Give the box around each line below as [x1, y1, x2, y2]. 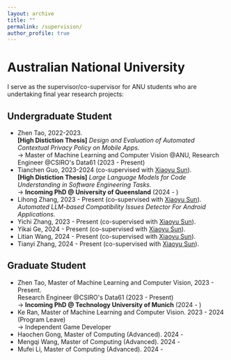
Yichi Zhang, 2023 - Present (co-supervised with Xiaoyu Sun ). [17, 217, 196, 226]
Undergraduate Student [7, 110, 113, 122]
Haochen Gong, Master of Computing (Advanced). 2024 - [17, 330, 184, 338]
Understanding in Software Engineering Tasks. [17, 180, 152, 189]
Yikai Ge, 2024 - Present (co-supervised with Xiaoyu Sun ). [17, 225, 186, 233]
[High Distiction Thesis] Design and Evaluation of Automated [17, 136, 195, 144]
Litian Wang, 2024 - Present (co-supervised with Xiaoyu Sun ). [17, 233, 196, 240]
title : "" [7, 17, 36, 24]
